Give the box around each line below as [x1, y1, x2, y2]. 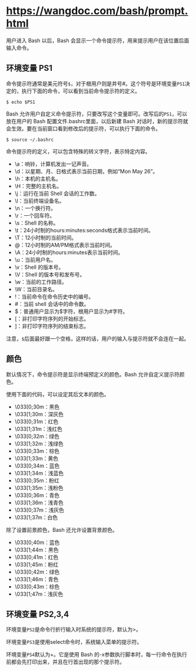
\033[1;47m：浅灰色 [14, 590, 64, 597]
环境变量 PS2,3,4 [6, 609, 69, 619]
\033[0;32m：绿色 [14, 432, 60, 440]
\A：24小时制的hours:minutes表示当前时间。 [14, 249, 124, 256]
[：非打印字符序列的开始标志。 [14, 315, 89, 322]
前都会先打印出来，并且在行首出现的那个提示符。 [6, 659, 125, 666]
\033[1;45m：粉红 [14, 561, 59, 568]
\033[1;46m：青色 [14, 575, 59, 583]
